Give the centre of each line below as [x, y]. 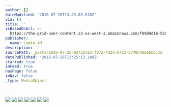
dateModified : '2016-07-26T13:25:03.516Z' [51, 15]
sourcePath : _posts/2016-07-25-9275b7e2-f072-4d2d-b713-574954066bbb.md [84, 52]
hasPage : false [21, 72]
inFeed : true [19, 66]
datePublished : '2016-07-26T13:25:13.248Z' [52, 57]
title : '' [16, 24]
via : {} [13, 19]
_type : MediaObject [26, 81]
